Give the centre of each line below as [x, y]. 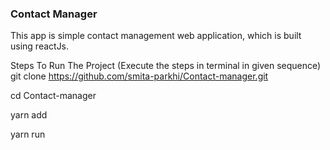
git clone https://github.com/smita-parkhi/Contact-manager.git [139, 76]
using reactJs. [40, 46]
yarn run [28, 134]
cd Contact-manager [53, 96]
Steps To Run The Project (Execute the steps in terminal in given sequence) [166, 66]
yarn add [29, 115]
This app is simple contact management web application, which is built [156, 36]
